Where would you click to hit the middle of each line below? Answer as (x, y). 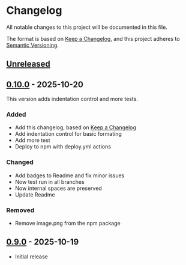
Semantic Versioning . (32, 45)
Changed (20, 162)
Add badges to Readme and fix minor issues (70, 175)
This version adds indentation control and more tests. (72, 99)
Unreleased (28, 64)
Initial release (31, 257)
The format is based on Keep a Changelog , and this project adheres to (93, 38)
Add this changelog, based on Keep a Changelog (76, 127)
